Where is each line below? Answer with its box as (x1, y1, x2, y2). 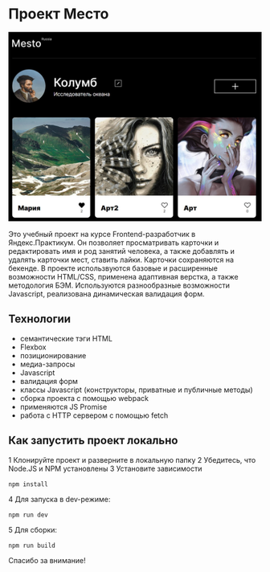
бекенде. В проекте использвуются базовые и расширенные (8, 263, 219, 273)
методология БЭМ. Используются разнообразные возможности (8, 280, 231, 290)
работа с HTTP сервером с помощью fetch (19, 411, 169, 420)
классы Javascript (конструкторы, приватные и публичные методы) (19, 385, 253, 394)
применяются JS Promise (19, 402, 108, 411)
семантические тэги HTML (19, 333, 112, 343)
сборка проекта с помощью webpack (19, 393, 149, 402)
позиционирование (19, 350, 87, 360)
